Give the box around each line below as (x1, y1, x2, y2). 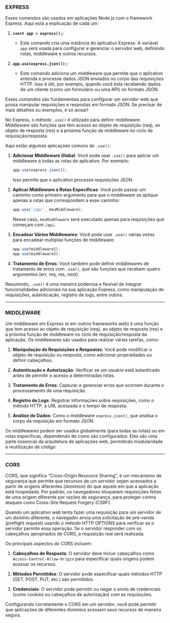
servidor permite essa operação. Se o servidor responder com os (5, 525, 142, 531)
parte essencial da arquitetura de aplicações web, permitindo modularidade (5, 438, 163, 444)
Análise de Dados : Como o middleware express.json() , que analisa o (12, 413, 158, 419)
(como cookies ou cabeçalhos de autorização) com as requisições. (12, 592, 153, 598)
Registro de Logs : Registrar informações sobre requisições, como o (12, 397, 154, 404)
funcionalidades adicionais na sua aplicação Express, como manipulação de (5, 286, 164, 292)
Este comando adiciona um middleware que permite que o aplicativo (20, 70, 163, 76)
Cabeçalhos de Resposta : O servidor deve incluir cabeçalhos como (12, 550, 154, 557)
